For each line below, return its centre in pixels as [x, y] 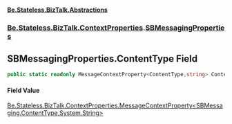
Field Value [23, 90]
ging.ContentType [32, 113]
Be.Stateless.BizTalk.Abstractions [58, 10]
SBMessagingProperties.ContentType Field [103, 59]
